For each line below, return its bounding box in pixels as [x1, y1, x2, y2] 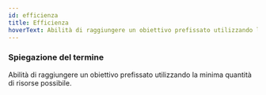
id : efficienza [8, 11, 59, 20]
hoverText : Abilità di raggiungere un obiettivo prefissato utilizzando [8, 26, 253, 34]
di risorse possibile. [8, 78, 72, 87]
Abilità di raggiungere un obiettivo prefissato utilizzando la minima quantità [8, 70, 252, 79]
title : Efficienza [8, 19, 69, 27]
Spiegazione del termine [8, 52, 104, 63]
